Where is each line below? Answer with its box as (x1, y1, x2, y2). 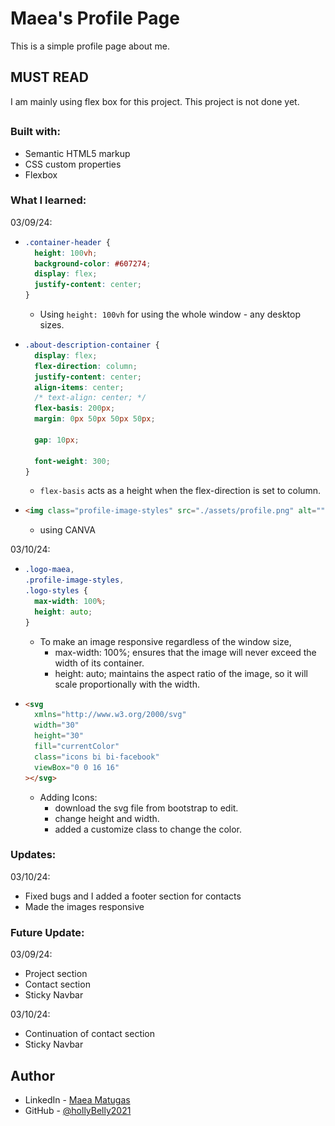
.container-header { (24, 237, 111, 247)
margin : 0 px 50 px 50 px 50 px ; (34, 414, 156, 424)
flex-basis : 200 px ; (34, 403, 116, 414)
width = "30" (34, 720, 80, 731)
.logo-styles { (24, 586, 89, 596)
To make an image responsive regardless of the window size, (39, 635, 292, 647)
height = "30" (34, 731, 84, 741)
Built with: (10, 125, 61, 139)
